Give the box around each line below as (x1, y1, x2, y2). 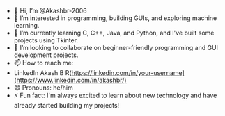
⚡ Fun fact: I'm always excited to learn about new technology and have (13, 91, 217, 99)
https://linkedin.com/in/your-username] (71, 69, 185, 76)
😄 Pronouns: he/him (13, 83, 73, 92)
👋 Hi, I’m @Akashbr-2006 (13, 7, 87, 15)
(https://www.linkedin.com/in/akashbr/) (13, 76, 127, 84)
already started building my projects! (13, 101, 120, 109)
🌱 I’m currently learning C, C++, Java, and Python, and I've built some (13, 28, 215, 37)
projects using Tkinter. (13, 36, 79, 44)
